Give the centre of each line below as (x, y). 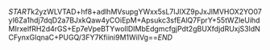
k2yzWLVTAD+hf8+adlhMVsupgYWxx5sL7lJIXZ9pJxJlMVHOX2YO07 (146, 12)
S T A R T (20, 12)
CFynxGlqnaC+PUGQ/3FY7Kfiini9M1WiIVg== (83, 37)
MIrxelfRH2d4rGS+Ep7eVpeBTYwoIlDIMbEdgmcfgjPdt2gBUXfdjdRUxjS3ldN (134, 29)
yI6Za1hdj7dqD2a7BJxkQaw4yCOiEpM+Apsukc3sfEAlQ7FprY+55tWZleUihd (134, 20)
